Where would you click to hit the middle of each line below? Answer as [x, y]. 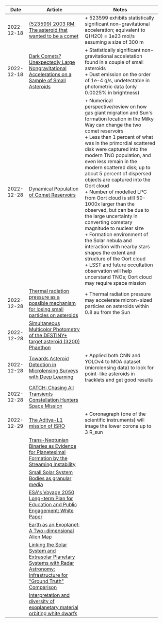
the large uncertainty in [111, 216]
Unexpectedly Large [52, 62]
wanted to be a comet [54, 36]
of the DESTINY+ [48, 335]
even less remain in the [111, 161]
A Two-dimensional [51, 531]
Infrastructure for [48, 575]
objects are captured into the [118, 180]
